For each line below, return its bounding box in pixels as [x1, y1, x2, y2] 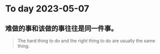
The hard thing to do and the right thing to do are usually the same [17, 38, 155, 43]
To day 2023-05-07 [5, 3, 90, 14]
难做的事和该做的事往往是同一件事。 [5, 24, 118, 32]
